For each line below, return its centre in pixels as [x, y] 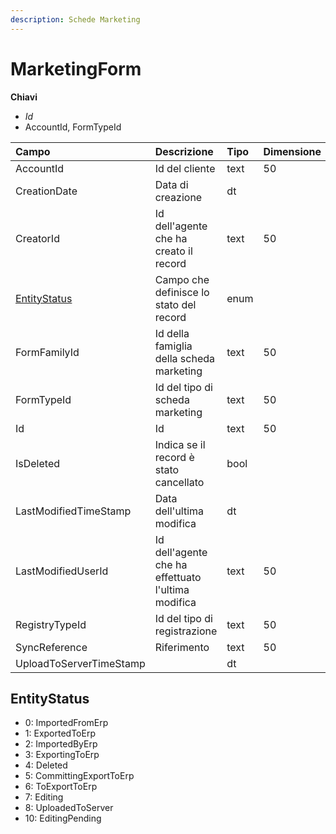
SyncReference [51, 647]
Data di [171, 184]
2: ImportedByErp [61, 744]
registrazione [186, 631]
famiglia [173, 346]
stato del [175, 304]
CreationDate [46, 191]
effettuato [178, 577]
